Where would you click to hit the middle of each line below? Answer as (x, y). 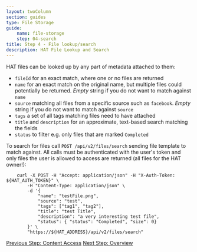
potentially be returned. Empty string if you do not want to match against (103, 90)
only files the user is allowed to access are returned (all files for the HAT (94, 158)
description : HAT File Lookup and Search (58, 50)
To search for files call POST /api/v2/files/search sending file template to (96, 145)
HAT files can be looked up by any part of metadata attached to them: (91, 67)
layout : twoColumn (29, 11)
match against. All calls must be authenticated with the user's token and (93, 152)
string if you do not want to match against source (74, 109)
